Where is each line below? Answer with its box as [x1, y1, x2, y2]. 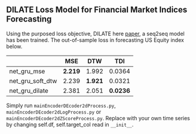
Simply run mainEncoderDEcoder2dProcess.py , [6, 102, 117, 109]
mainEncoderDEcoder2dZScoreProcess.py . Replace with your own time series [6, 114, 190, 121]
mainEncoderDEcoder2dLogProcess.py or [6, 108, 102, 115]
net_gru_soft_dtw [9, 77, 57, 85]
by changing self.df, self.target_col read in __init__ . [6, 121, 134, 128]
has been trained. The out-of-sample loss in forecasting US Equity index [6, 36, 184, 44]
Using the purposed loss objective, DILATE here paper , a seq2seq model [6, 30, 185, 37]
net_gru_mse [9, 67, 45, 75]
